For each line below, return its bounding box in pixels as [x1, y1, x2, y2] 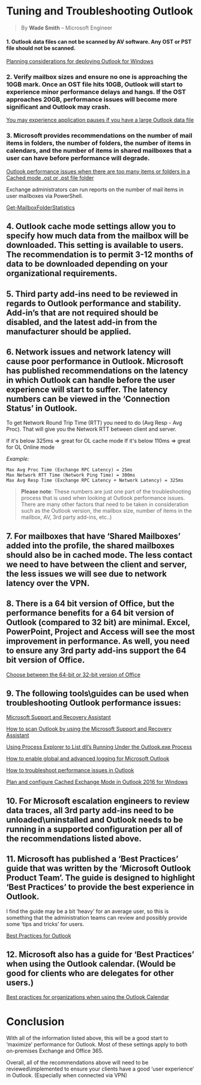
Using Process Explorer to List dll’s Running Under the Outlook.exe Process [6, 743, 192, 750]
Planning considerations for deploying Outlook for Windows [6, 58, 154, 65]
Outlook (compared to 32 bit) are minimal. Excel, [6, 617, 190, 628]
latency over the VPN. [6, 578, 90, 588]
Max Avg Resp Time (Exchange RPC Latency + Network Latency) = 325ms [6, 477, 184, 484]
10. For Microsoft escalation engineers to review [6, 796, 190, 806]
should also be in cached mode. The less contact [6, 549, 193, 560]
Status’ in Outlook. [6, 403, 78, 413]
